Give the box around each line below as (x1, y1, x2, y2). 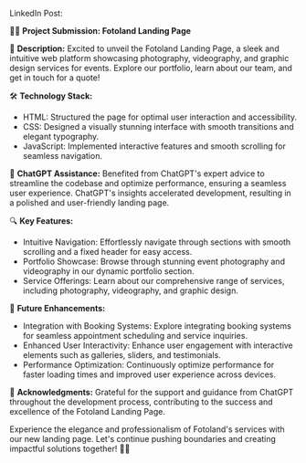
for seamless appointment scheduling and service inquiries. (22, 331, 248, 341)
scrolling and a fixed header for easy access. (22, 247, 193, 257)
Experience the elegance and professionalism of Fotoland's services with (9, 424, 285, 435)
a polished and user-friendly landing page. (9, 197, 170, 208)
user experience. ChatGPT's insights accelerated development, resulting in (9, 187, 292, 198)
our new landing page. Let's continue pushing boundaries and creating (9, 434, 277, 444)
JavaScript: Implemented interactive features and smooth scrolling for (22, 141, 286, 152)
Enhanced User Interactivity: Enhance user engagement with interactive (22, 340, 294, 351)
